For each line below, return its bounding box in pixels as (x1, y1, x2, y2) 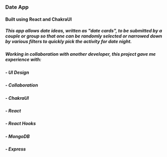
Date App (5, 4, 29, 11)
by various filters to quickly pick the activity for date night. (5, 38, 132, 45)
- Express (5, 146, 26, 152)
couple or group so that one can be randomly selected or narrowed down (5, 33, 162, 39)
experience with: (5, 57, 41, 63)
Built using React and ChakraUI (5, 16, 72, 22)
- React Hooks (5, 121, 36, 127)
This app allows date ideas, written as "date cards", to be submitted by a (5, 28, 162, 34)
